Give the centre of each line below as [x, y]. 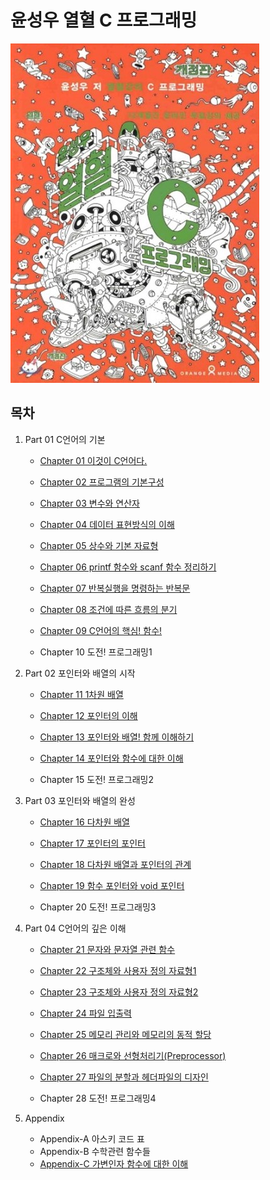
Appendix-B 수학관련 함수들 [95, 1151]
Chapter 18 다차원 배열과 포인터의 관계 [115, 864]
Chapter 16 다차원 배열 [84, 822]
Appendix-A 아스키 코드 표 [92, 1138]
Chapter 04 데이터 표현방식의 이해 [107, 524]
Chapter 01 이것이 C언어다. [93, 460]
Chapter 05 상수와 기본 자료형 [99, 545]
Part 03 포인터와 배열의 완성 [80, 800]
